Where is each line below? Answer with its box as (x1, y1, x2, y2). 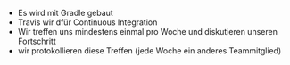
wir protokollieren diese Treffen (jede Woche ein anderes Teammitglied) (17, 45, 282, 56)
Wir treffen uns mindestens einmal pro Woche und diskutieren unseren (17, 27, 278, 37)
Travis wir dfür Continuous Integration (17, 17, 158, 28)
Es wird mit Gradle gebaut (17, 8, 113, 18)
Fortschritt (17, 36, 56, 46)
